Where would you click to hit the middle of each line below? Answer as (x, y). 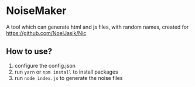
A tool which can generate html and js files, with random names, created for (97, 27)
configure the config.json (45, 65)
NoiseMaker (36, 11)
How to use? (29, 52)
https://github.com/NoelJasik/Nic (46, 33)
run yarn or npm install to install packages (66, 72)
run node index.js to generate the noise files (69, 78)
